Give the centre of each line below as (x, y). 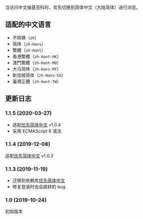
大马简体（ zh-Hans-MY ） (37, 68)
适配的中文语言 (28, 25)
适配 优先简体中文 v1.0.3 (29, 155)
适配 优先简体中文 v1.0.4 (37, 124)
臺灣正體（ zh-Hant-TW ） (37, 81)
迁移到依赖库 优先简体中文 (39, 180)
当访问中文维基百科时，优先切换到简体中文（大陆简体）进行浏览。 (73, 7)
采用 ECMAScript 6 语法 (37, 131)
